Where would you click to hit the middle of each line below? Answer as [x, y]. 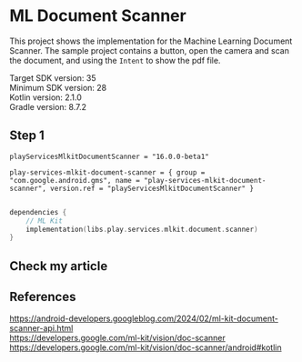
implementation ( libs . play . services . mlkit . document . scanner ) [142, 229]
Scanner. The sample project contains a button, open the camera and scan [149, 50]
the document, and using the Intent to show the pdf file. [115, 60]
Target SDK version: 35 [53, 77]
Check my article [59, 266]
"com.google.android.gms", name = [75, 180]
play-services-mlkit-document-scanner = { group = [107, 172]
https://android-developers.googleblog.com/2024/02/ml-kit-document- [144, 318]
